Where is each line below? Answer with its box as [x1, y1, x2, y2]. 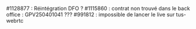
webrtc [6, 17, 24, 24]
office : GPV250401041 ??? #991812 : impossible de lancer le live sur [6, 11, 175, 18]
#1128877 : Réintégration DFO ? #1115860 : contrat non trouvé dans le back [6, 5, 190, 12]
